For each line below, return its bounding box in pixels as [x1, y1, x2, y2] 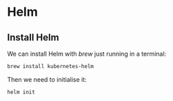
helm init [7, 89, 36, 96]
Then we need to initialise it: [7, 75, 88, 83]
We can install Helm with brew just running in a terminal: [7, 49, 167, 58]
